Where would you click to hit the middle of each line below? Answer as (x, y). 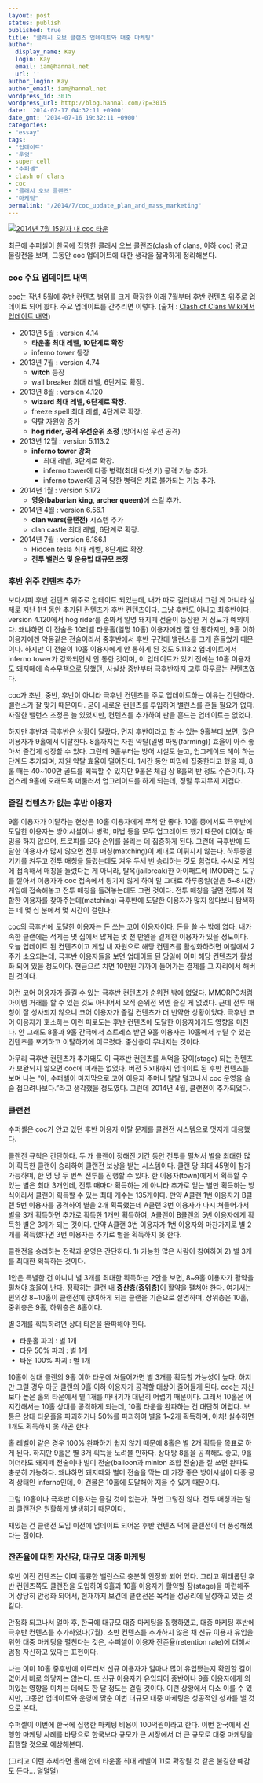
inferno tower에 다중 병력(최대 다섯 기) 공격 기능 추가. (126, 470)
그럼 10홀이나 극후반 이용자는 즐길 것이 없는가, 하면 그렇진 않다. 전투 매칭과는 (126, 1498)
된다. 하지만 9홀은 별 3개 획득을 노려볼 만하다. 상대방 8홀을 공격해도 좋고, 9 (131, 1453)
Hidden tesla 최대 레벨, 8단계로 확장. (88, 549)
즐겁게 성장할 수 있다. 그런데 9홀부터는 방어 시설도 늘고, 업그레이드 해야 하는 (139, 751)
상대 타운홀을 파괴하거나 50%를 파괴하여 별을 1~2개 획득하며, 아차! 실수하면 (138, 1416)
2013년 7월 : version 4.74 (60, 362)
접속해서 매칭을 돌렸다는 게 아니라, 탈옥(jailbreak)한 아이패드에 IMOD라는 (128, 871)
